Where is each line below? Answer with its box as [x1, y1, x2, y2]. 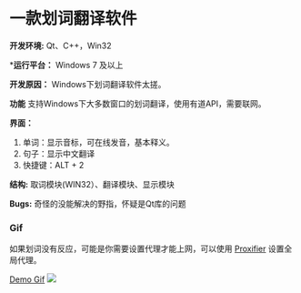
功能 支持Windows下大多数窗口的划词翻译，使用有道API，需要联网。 [9, 97, 266, 109]
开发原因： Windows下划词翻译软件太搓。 [9, 78, 166, 89]
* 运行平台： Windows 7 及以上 [9, 59, 124, 70]
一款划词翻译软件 [9, 8, 138, 29]
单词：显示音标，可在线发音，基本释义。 [22, 136, 175, 147]
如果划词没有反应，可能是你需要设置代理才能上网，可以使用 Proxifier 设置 [9, 243, 285, 255]
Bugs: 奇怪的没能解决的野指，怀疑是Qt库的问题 [9, 197, 186, 209]
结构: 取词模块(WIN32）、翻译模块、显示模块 [9, 178, 176, 189]
